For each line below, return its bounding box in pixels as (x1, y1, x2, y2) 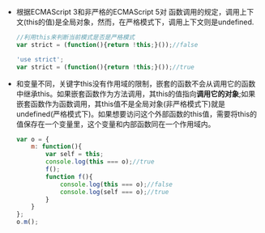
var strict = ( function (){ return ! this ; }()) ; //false (15, 40, 199, 49)
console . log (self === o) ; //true (59, 188, 169, 196)
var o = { (15, 135, 50, 143)
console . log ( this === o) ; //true (45, 158, 155, 166)
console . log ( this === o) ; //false (59, 180, 173, 189)
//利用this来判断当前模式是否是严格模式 (15, 33, 135, 41)
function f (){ (45, 172, 93, 180)
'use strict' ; (15, 55, 64, 63)
